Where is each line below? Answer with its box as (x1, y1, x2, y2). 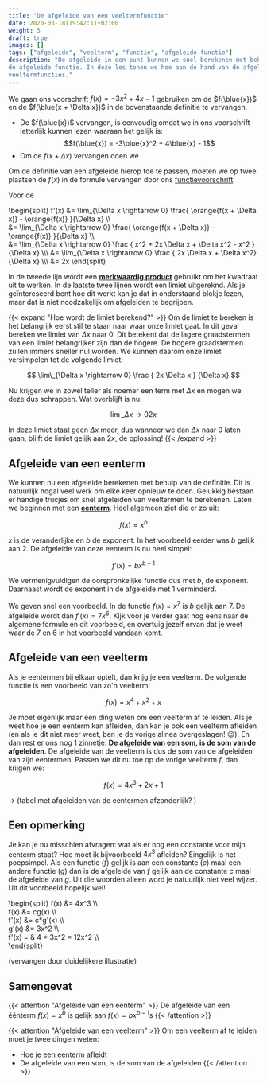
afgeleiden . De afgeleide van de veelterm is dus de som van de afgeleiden (8, 746, 253, 756)
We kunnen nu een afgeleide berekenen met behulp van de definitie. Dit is (8, 478, 250, 488)
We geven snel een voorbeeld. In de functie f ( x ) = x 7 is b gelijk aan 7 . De (8, 600, 246, 611)
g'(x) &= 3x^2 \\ (8, 924, 60, 933)
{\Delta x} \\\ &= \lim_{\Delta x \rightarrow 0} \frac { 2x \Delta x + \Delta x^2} (8, 248, 257, 258)
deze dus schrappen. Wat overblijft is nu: (8, 395, 142, 404)
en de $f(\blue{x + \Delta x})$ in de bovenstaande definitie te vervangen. (8, 103, 248, 112)
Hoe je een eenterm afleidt (19, 1050, 107, 1059)
